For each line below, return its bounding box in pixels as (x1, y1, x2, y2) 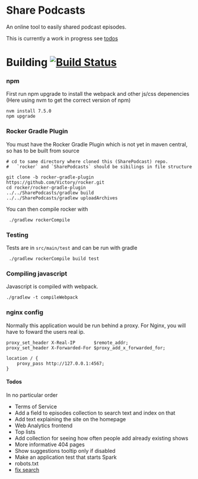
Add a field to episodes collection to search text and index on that (14, 409, 176, 417)
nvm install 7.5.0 (6, 108, 52, 114)
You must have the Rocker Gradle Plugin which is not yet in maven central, (6, 140, 188, 148)
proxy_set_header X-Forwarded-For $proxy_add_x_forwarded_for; (6, 345, 166, 351)
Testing (6, 230, 28, 239)
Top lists (14, 428, 36, 435)
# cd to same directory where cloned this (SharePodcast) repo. (6, 158, 168, 164)
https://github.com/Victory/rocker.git (6, 179, 105, 185)
